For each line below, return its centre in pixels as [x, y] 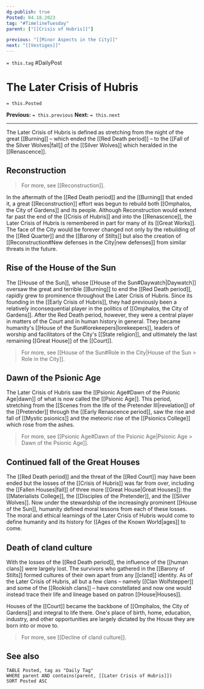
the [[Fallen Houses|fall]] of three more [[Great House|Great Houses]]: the [99, 490]
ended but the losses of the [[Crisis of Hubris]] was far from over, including [100, 483]
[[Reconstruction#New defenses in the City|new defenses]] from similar [96, 242]
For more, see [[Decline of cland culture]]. [73, 637]
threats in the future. [32, 249]
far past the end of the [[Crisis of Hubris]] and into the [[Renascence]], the [99, 216]
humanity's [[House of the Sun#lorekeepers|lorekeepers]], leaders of [93, 327]
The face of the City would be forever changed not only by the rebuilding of [101, 229]
